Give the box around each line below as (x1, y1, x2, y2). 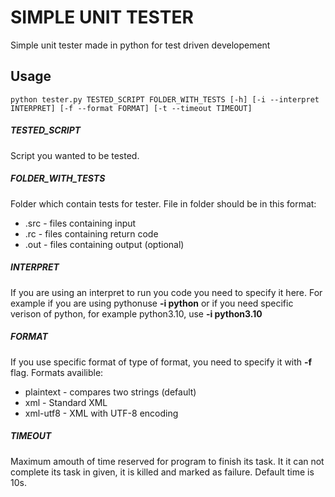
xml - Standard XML (24, 396, 108, 408)
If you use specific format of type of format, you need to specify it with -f (10, 356, 313, 368)
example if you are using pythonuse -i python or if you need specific (10, 297, 294, 309)
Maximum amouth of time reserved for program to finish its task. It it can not (10, 455, 325, 467)
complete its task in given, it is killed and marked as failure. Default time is (10, 466, 315, 478)
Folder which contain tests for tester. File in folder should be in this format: (10, 197, 317, 210)
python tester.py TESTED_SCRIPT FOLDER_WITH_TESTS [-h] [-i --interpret (10, 94, 320, 105)
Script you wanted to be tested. (10, 149, 140, 161)
